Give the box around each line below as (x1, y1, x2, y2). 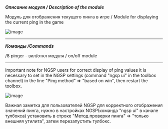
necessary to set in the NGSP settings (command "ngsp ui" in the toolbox (5, 72, 156, 78)
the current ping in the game (5, 19, 64, 25)
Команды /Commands (5, 43, 54, 49)
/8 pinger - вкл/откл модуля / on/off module (5, 53, 97, 59)
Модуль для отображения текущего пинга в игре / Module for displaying (5, 14, 158, 19)
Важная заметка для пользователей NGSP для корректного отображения (5, 102, 163, 108)
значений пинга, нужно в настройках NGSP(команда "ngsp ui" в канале (5, 108, 158, 114)
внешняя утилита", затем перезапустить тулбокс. (5, 118, 111, 124)
